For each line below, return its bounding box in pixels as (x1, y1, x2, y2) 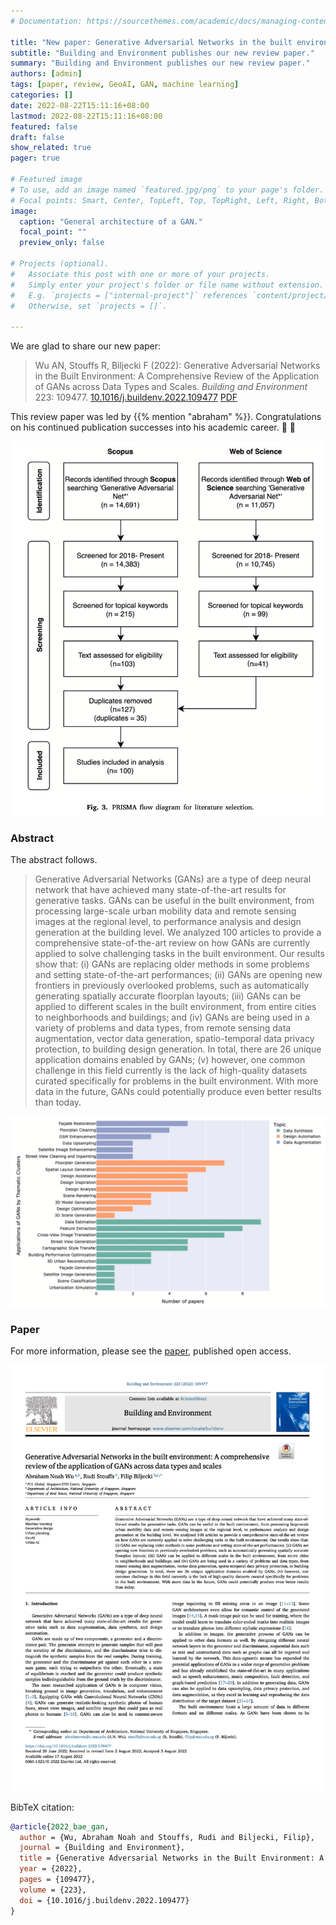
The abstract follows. (10, 854, 98, 866)
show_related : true (10, 143, 92, 153)
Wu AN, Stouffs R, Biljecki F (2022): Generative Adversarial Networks (34, 360, 321, 372)
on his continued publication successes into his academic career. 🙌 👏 (10, 421, 296, 434)
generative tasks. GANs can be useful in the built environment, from (34, 895, 315, 907)
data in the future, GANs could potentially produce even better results (34, 1086, 322, 1098)
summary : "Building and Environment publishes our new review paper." (10, 58, 311, 69)
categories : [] (10, 90, 74, 100)
